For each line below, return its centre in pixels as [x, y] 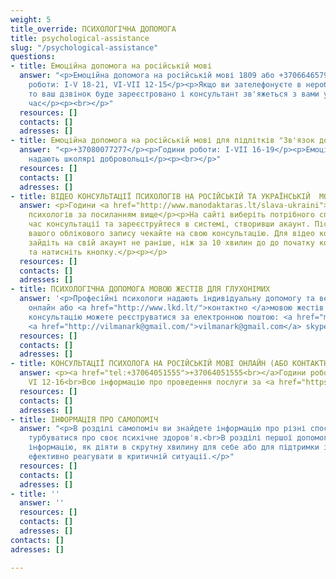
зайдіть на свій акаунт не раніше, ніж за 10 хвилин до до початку [171, 242]
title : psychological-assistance [80, 38]
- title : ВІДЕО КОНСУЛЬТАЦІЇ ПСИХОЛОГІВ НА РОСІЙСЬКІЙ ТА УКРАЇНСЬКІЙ [160, 196]
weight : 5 [31, 19]
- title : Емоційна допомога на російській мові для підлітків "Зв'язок [162, 141]
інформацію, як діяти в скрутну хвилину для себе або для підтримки [174, 447]
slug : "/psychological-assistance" [84, 47]
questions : [33, 57]
